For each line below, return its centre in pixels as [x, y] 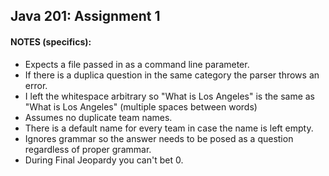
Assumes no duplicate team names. [98, 117]
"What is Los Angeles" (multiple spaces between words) [141, 106]
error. [36, 85]
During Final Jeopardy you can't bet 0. [104, 160]
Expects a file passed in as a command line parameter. [137, 64]
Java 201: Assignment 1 [85, 16]
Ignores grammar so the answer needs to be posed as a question [159, 138]
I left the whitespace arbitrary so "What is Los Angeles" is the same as [170, 96]
